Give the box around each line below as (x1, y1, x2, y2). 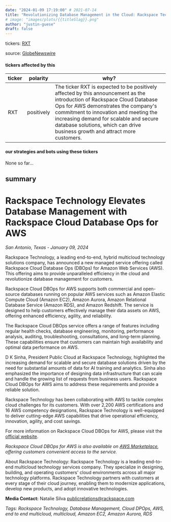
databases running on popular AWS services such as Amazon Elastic (21, 291, 165, 297)
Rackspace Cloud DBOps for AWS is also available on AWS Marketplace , (5, 443, 159, 449)
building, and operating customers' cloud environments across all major (5, 469, 156, 475)
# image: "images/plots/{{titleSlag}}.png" (5, 17, 99, 22)
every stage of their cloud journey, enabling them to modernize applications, (5, 480, 165, 486)
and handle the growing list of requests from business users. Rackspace (5, 375, 157, 382)
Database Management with (5, 206, 127, 217)
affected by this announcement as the (55, 90, 146, 97)
